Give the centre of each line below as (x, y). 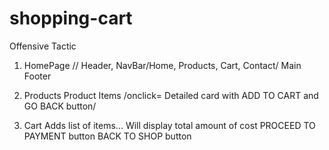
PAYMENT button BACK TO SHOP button (107, 136)
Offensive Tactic (43, 46)
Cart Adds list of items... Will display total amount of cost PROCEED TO (169, 125)
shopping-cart (71, 18)
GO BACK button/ (60, 106)
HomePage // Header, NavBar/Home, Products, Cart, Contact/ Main (162, 65)
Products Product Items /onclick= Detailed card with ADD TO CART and (171, 95)
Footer (37, 76)
